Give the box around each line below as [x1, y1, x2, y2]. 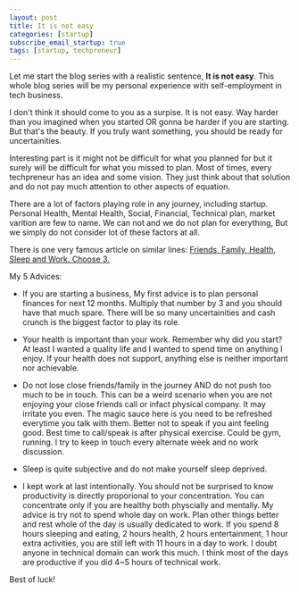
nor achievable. [21, 363, 79, 373]
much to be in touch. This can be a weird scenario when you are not [21, 389, 273, 400]
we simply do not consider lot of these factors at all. [9, 227, 201, 238]
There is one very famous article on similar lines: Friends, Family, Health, [9, 245, 277, 255]
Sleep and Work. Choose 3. [9, 254, 110, 264]
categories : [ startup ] [9, 29, 94, 38]
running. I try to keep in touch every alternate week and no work [21, 437, 259, 447]
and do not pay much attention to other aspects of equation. [9, 181, 230, 192]
